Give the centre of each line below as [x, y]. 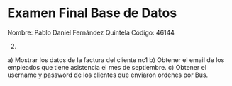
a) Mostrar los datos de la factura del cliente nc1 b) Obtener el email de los [116, 60]
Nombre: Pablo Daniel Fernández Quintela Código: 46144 [91, 32]
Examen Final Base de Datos [92, 13]
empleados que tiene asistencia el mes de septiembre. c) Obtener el [107, 67]
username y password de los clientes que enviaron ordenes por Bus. [107, 75]
